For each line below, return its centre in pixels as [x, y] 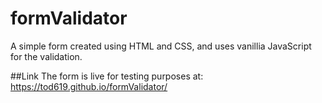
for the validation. [46, 56]
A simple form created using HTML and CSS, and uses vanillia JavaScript [161, 46]
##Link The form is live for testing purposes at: [107, 76]
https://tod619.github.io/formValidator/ [89, 86]
